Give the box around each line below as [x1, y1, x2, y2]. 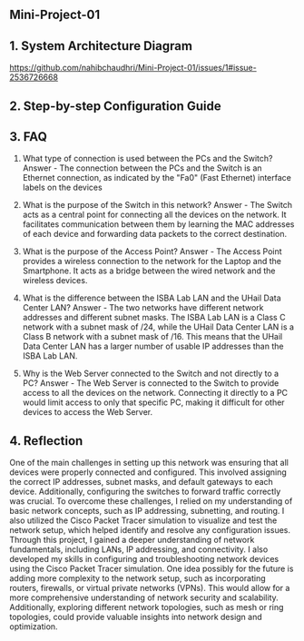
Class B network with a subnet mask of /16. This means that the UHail [22, 331, 283, 342]
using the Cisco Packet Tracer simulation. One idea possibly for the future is [9, 563, 294, 575]
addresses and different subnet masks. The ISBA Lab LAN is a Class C [22, 312, 286, 323]
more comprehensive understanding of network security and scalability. [9, 592, 279, 603]
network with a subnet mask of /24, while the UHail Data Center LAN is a [22, 321, 295, 332]
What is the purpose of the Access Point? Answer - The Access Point [22, 246, 283, 257]
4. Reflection [9, 433, 83, 449]
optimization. [9, 621, 58, 632]
